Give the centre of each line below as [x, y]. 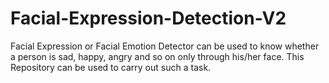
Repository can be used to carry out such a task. [111, 67]
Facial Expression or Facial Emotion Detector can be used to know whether [165, 46]
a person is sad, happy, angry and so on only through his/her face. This [157, 56]
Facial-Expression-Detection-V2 [148, 18]
